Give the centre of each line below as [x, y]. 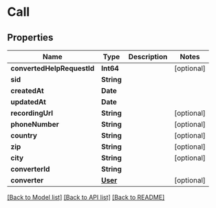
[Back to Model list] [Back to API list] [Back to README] [86, 197]
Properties [30, 38]
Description [148, 57]
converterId [30, 169]
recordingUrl [32, 113]
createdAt [28, 91]
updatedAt [29, 102]
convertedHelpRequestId [53, 68]
